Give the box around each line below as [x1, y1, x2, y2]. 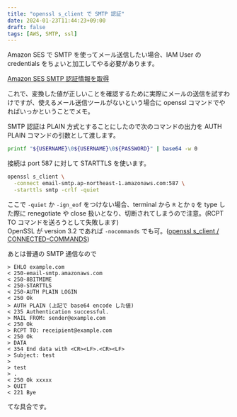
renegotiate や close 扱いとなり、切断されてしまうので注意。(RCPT [27, 208, 224, 217]
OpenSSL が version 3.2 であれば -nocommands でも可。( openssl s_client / [7, 226, 219, 235]
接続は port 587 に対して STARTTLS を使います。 [7, 159, 151, 167]
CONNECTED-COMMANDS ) [7, 235, 90, 243]
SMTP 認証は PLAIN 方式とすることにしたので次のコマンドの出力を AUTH [7, 122, 223, 131]
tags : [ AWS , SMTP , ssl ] [7, 30, 78, 38]
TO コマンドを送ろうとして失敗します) [7, 218, 119, 226]
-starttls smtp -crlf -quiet [13, 186, 100, 194]
